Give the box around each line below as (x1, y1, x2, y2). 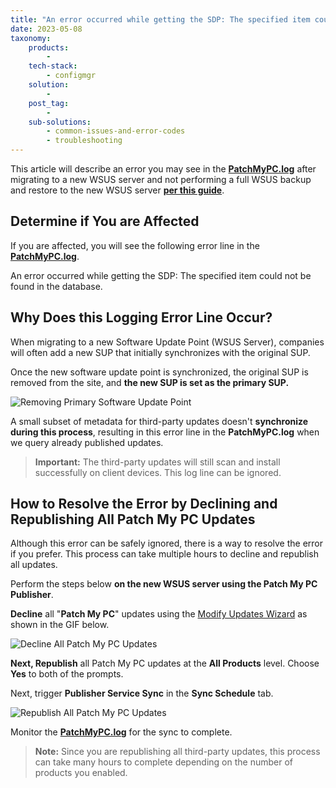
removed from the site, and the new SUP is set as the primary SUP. (10, 376, 290, 388)
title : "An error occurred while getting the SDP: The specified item (10, 14, 311, 25)
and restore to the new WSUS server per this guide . (10, 184, 225, 196)
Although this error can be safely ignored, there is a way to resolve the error (10, 537, 323, 550)
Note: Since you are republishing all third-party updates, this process (34, 746, 321, 758)
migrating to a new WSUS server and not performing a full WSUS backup (10, 174, 312, 185)
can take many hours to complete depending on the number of (34, 756, 294, 768)
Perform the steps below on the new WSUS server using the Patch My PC (10, 578, 318, 590)
